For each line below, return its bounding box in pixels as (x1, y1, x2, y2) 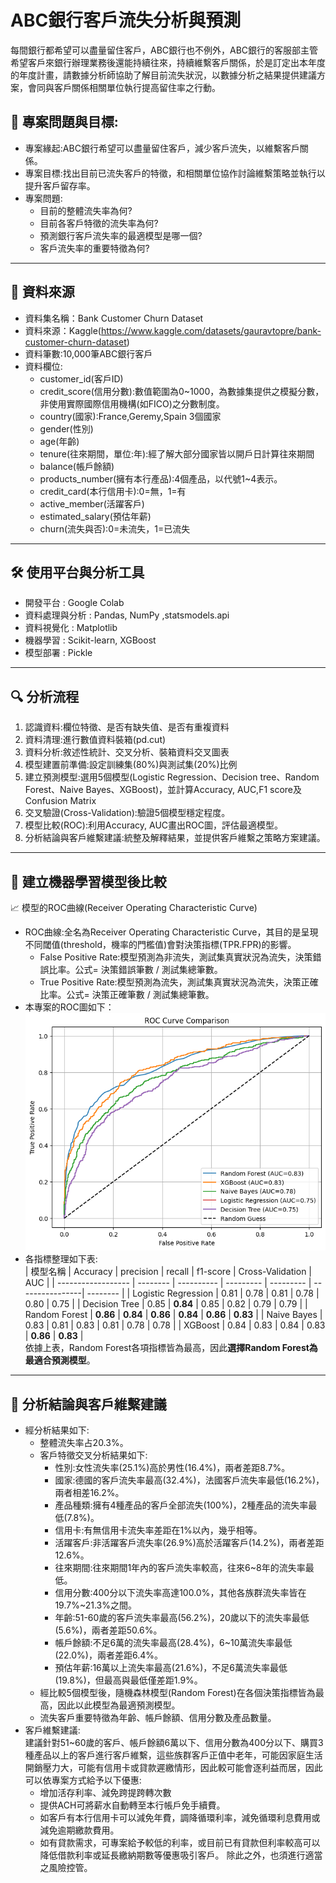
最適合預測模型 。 (24, 1354, 96, 1366)
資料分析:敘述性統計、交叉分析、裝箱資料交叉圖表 (24, 746, 230, 758)
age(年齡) (39, 435, 80, 447)
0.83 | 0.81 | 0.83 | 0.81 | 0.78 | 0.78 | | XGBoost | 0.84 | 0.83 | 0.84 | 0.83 (24, 1319, 326, 1331)
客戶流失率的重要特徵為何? (39, 242, 150, 254)
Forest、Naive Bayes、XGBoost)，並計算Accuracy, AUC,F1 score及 (24, 784, 303, 796)
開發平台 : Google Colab (24, 597, 125, 609)
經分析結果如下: (24, 1424, 90, 1436)
